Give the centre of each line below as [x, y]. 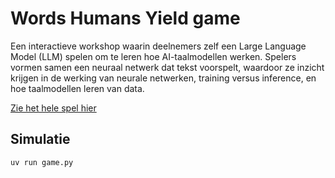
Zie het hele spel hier [53, 108]
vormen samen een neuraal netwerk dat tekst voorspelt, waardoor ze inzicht [167, 67]
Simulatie [40, 139]
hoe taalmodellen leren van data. [77, 88]
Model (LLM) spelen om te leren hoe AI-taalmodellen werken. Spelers [153, 56]
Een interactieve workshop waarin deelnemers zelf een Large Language [158, 46]
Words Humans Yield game [125, 18]
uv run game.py [42, 162]
